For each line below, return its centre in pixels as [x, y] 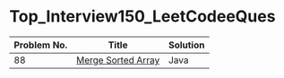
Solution [187, 45]
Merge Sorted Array [118, 60]
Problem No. [41, 45]
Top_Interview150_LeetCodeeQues [142, 17]
